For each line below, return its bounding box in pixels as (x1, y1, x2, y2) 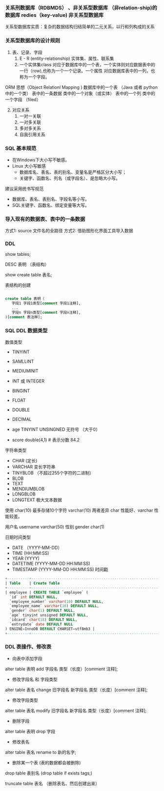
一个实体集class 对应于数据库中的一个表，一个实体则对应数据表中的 (19, 61, 155, 67)
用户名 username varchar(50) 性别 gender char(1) (5, 524, 105, 530)
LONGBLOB (12, 491, 36, 497)
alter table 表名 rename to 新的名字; (5, 749, 77, 755)
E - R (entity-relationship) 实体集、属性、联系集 (19, 55, 114, 61)
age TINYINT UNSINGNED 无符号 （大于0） (12, 426, 100, 432)
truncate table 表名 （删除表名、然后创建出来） (5, 780, 100, 786)
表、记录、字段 (12, 49, 42, 55)
